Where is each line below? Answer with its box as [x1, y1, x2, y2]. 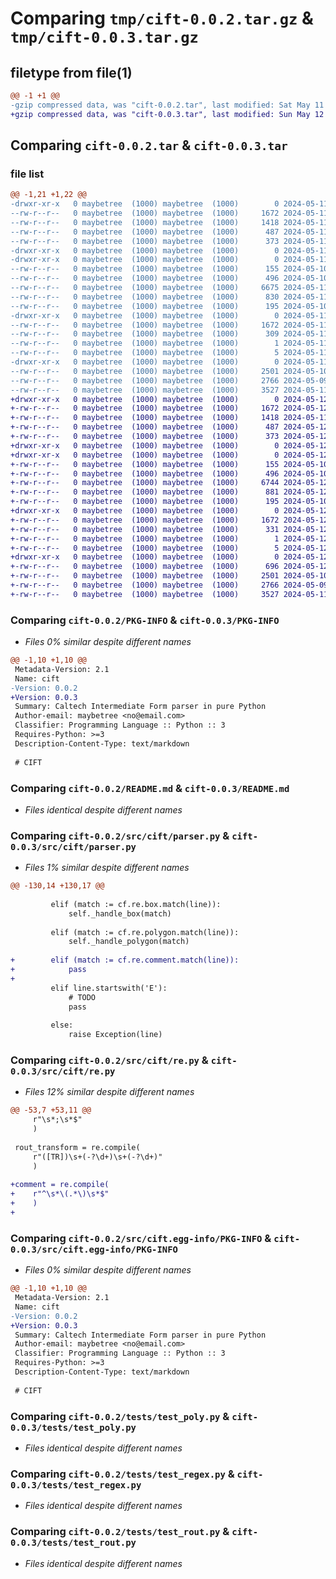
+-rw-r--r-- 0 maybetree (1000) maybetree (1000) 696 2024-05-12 [10, 562, 329, 572]
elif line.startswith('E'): [50, 983, 168, 993]
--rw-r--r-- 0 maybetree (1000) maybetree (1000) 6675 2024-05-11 [10, 283, 329, 293]
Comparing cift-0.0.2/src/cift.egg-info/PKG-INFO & [10, 1231, 272, 1245]
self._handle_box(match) [68, 908, 172, 919]
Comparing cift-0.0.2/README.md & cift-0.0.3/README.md [10, 781, 290, 795]
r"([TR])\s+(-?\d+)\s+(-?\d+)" [32, 1152, 163, 1162]
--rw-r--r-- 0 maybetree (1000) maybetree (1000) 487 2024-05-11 [10, 227, 329, 237]
